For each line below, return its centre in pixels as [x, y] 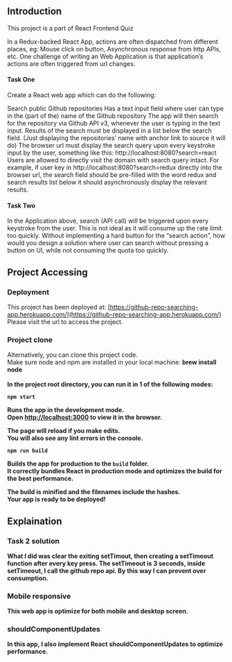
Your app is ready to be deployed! [56, 500]
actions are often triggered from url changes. [71, 63]
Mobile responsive [39, 596]
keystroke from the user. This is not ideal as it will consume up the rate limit [115, 228]
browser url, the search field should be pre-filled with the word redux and [112, 175]
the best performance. [41, 479]
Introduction [35, 11]
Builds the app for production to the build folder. [78, 464]
